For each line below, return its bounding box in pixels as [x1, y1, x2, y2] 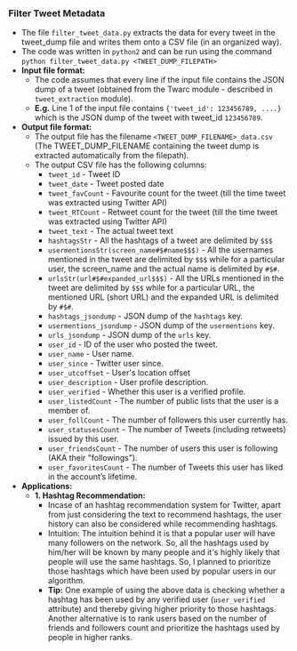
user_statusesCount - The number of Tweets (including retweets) [47, 424, 286, 435]
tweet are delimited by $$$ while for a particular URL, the [47, 283, 255, 293]
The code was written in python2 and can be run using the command [20, 46, 272, 57]
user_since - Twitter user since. [47, 358, 164, 369]
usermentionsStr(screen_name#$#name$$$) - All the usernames [47, 245, 274, 255]
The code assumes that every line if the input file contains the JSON [34, 75, 285, 85]
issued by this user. [47, 434, 119, 445]
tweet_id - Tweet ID [47, 169, 121, 180]
